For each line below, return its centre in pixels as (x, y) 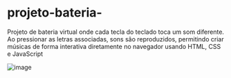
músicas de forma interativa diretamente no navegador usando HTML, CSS (114, 46)
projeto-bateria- (55, 13)
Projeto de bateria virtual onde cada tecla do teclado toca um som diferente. (116, 32)
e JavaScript (25, 54)
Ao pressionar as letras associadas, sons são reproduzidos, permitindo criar (115, 39)
